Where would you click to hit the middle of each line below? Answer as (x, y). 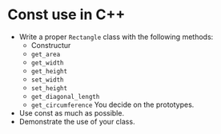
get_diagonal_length (65, 97)
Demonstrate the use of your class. (77, 121)
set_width (48, 80)
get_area (46, 54)
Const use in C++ (66, 15)
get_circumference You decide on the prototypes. (113, 104)
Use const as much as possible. (72, 112)
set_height (49, 88)
